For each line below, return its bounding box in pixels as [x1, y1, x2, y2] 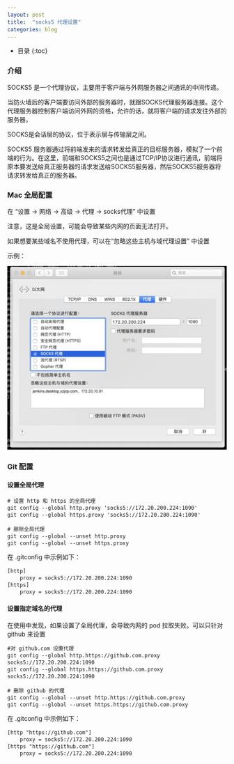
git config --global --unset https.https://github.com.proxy [7, 701, 189, 708]
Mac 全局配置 [7, 190, 53, 200]
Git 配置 [7, 462, 33, 471]
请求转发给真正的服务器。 [7, 171, 81, 179]
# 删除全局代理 [7, 526, 45, 533]
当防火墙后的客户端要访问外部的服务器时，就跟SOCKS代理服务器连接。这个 [7, 98, 224, 106]
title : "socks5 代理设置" [7, 18, 81, 26]
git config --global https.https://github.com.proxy [7, 666, 164, 673]
